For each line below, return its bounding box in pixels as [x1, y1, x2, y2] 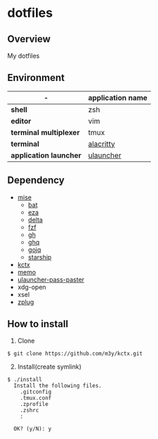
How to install [7, 318, 69, 330]
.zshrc [20, 407, 39, 414]
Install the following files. [13, 382, 102, 390]
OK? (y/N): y [13, 426, 52, 433]
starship [27, 253, 52, 261]
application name [88, 93, 147, 103]
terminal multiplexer [11, 127, 80, 137]
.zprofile [20, 401, 49, 408]
